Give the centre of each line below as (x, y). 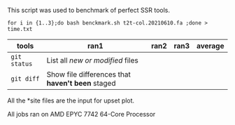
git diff (25, 79)
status (22, 64)
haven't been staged (81, 83)
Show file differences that (89, 74)
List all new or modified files (92, 60)
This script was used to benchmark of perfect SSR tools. (88, 10)
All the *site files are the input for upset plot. (71, 100)
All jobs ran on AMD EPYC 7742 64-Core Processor (81, 114)
